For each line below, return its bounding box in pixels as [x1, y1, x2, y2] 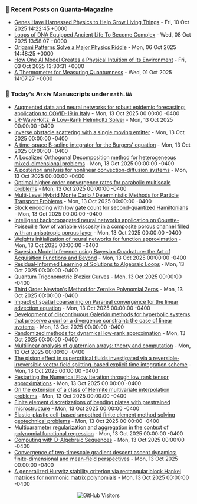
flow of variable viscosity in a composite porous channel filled [38, 223, 189, 230]
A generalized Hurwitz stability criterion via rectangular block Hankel [14, 467, 181, 474]
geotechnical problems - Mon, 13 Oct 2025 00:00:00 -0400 [14, 417, 160, 424]
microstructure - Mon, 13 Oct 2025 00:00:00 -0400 [14, 405, 140, 412]
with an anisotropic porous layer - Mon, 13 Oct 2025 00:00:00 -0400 [14, 229, 182, 236]
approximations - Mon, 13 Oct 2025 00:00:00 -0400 [14, 379, 142, 386]
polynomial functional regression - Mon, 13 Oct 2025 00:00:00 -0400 [14, 430, 183, 437]
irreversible [14, 360, 42, 368]
